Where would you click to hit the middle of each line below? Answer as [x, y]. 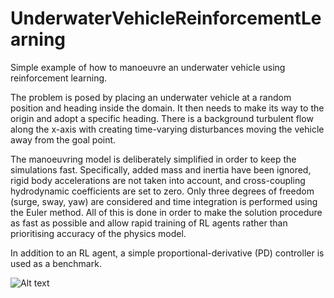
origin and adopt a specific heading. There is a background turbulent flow [162, 118]
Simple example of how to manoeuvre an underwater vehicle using [148, 67]
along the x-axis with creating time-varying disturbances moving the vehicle [167, 129]
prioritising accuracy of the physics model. [98, 233]
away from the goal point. [63, 139]
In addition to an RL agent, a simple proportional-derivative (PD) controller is [167, 253]
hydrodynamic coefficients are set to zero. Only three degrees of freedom [162, 191]
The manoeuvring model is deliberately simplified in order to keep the [153, 159]
